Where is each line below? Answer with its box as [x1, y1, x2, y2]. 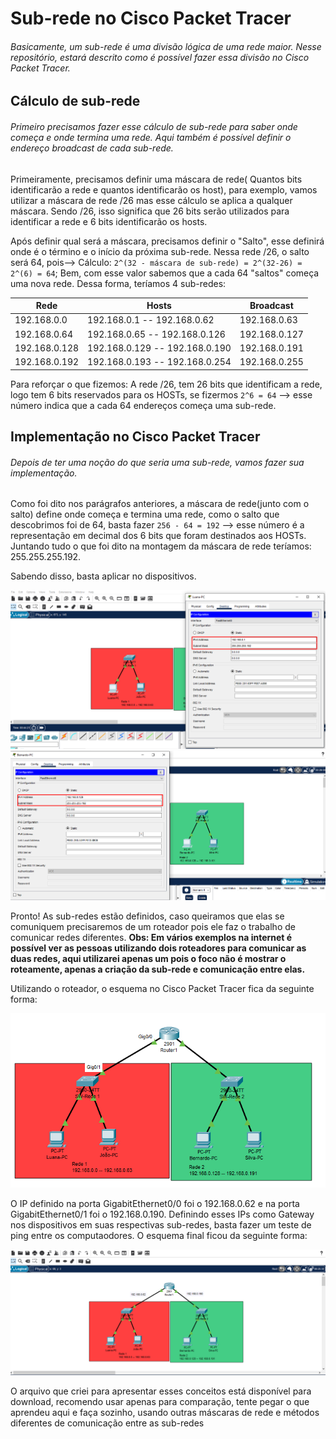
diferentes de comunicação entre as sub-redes [10, 1417, 205, 1429]
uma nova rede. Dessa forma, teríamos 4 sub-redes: [10, 277, 227, 289]
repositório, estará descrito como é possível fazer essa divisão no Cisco [10, 51, 310, 63]
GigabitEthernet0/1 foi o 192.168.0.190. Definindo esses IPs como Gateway [10, 1208, 315, 1221]
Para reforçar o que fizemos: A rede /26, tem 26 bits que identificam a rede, [10, 378, 323, 390]
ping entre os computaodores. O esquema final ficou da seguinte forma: [10, 1230, 308, 1242]
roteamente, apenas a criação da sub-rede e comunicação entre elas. [10, 963, 306, 976]
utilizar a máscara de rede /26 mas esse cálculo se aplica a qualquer [10, 194, 293, 206]
